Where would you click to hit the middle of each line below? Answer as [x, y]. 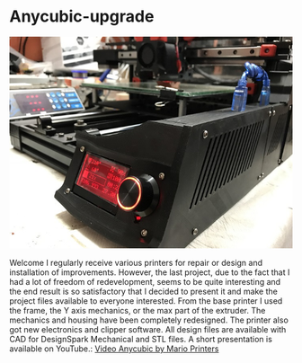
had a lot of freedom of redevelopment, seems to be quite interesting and [145, 282]
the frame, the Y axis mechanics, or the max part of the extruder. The [138, 311]
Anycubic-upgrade [82, 17]
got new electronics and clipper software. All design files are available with [148, 330]
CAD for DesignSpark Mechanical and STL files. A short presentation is [141, 340]
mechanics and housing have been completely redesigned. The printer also [149, 320]
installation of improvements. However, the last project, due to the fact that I [150, 272]
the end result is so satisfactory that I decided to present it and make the [144, 292]
